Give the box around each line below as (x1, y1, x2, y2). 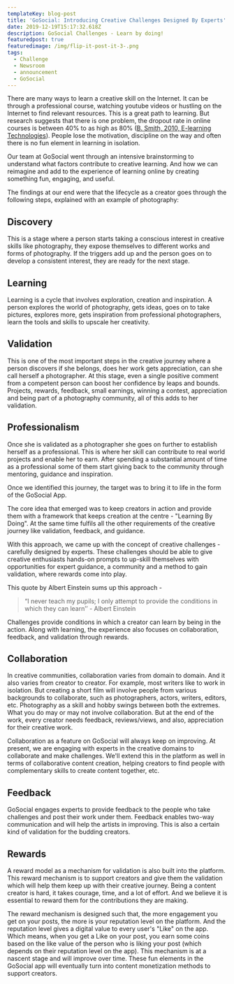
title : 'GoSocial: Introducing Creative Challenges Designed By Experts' (7, 17, 227, 24)
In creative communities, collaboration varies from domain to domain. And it (7, 672, 226, 680)
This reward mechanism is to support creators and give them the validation (7, 874, 224, 883)
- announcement (13, 68, 58, 75)
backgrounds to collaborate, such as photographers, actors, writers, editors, (7, 693, 227, 702)
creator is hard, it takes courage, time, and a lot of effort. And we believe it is (7, 889, 228, 897)
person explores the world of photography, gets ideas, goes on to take (7, 303, 210, 311)
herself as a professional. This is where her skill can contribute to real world (7, 447, 226, 456)
